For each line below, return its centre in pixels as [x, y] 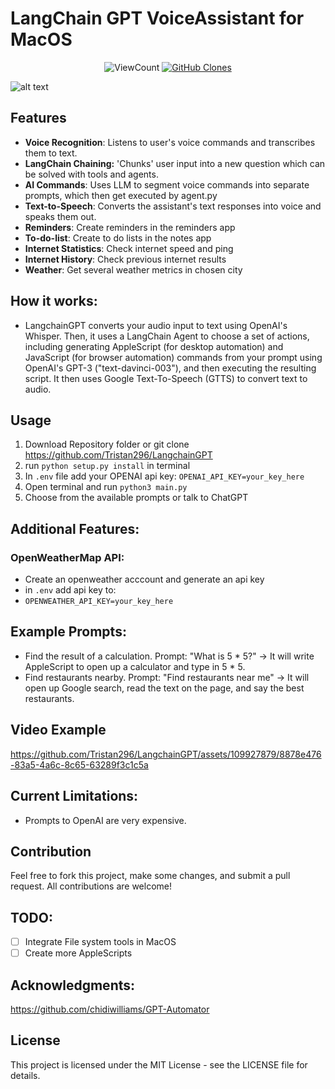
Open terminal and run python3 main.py [106, 487]
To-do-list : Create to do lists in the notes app [118, 238]
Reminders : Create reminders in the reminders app [130, 227]
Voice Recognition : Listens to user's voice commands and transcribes [170, 142]
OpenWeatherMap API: [67, 557]
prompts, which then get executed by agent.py [121, 195]
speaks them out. [60, 216]
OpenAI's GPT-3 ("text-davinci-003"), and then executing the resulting [170, 368]
